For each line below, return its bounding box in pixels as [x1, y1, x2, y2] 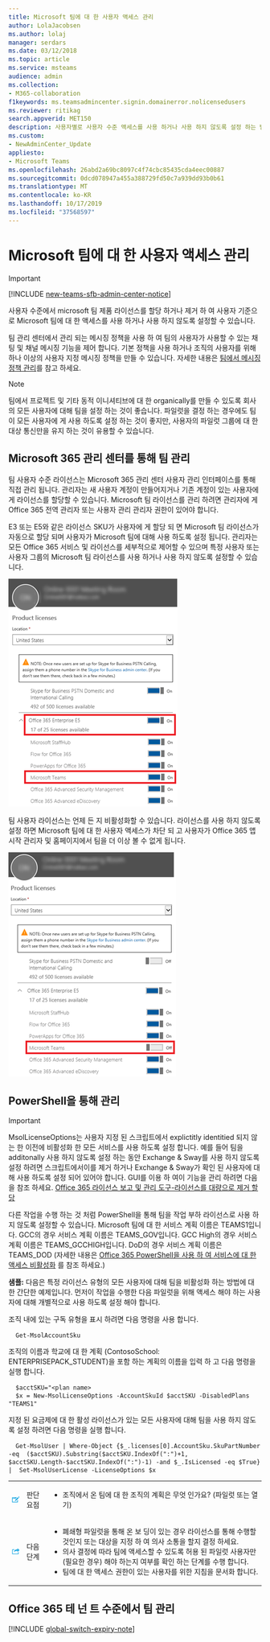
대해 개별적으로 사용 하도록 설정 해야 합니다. [22, 1298, 161, 1307]
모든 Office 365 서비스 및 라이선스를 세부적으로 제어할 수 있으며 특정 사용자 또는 [8, 541, 260, 551]
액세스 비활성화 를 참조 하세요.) [8, 1260, 106, 1270]
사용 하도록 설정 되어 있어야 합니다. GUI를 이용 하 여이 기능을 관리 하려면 [16, 1173, 243, 1183]
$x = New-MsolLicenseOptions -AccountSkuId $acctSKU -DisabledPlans [15, 1392, 250, 1400]
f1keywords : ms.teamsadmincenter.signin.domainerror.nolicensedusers [8, 97, 247, 106]
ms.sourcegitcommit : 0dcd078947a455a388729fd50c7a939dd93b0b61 [8, 174, 225, 183]
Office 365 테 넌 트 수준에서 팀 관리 [8, 1602, 175, 1616]
